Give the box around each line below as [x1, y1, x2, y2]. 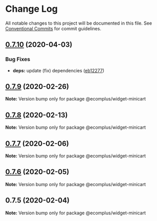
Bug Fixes [5, 56, 31, 63]
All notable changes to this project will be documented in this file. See [5, 20, 152, 26]
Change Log [5, 3, 58, 15]
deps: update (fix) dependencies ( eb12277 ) [12, 67, 105, 73]
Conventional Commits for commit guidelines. [5, 25, 101, 31]
